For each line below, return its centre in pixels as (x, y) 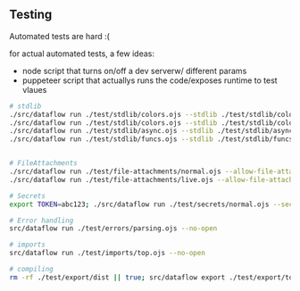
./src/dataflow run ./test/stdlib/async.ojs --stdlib (112, 131)
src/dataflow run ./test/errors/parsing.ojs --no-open (113, 229)
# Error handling (42, 220)
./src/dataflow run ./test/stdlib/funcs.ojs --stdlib (112, 139)
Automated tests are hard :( (59, 36)
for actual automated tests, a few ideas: (82, 54)
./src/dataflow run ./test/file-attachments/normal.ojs (115, 172)
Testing (31, 15)
